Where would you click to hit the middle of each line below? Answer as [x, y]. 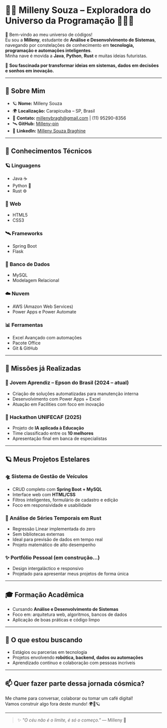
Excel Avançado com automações [47, 337]
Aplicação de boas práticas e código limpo [56, 620]
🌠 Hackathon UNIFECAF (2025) [43, 417]
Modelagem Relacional [36, 281]
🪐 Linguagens [23, 165]
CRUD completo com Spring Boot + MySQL [57, 489]
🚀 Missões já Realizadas [43, 368]
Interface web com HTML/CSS [44, 494]
